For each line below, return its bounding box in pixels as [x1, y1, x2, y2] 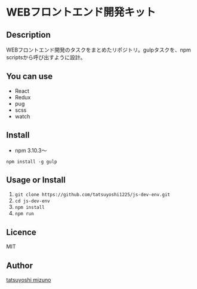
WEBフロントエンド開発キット [6, 5, 156, 19]
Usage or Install [6, 175, 66, 185]
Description [6, 29, 51, 39]
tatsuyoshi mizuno [6, 276, 51, 284]
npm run [14, 211, 34, 217]
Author [6, 260, 33, 270]
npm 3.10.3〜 [14, 147, 47, 154]
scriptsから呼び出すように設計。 [6, 54, 86, 60]
